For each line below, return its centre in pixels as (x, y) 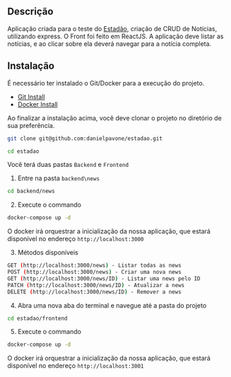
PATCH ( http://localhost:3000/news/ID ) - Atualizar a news (96, 285)
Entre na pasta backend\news (59, 178)
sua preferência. (31, 125)
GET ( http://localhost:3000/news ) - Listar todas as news (94, 266)
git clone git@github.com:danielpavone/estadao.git (85, 138)
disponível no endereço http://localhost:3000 (76, 239)
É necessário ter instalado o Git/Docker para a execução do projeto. (106, 83)
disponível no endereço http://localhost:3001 (76, 366)
